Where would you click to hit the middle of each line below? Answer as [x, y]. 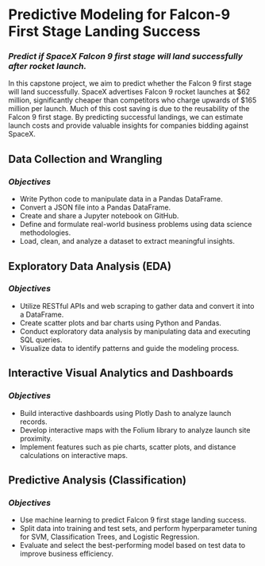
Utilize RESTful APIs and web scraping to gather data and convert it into [137, 306]
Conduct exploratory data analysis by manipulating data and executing [135, 331]
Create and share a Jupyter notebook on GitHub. [99, 216]
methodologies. [45, 233]
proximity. [36, 438]
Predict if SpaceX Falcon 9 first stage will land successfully [126, 56]
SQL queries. [41, 340]
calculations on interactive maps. [74, 455]
